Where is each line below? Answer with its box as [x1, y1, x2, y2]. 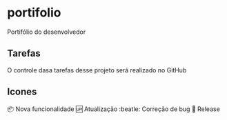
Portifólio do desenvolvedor [7, 28, 86, 36]
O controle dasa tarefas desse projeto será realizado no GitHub [7, 66, 187, 74]
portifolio [7, 5, 61, 21]
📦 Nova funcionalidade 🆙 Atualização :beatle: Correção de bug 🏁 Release [7, 105, 221, 113]
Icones [7, 86, 37, 98]
